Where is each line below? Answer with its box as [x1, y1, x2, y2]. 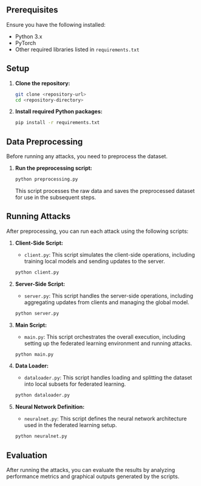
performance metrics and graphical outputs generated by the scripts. [6, 473, 180, 480]
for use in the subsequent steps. [15, 193, 97, 201]
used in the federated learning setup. [24, 422, 117, 429]
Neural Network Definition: [15, 403, 85, 411]
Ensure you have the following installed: [6, 21, 106, 28]
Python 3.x [15, 33, 43, 40]
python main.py [15, 351, 54, 358]
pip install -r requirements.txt [15, 120, 100, 126]
